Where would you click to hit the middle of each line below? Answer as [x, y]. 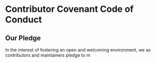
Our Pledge [23, 38]
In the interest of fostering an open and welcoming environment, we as [78, 50]
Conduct [24, 20]
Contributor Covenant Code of [69, 9]
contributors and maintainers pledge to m [48, 55]
